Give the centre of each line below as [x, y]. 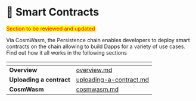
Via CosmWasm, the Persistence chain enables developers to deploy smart [98, 40]
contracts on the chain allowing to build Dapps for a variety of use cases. [96, 46]
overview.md [94, 70]
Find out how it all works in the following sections [66, 52]
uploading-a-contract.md [113, 80]
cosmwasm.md [97, 89]
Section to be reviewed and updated [51, 29]
